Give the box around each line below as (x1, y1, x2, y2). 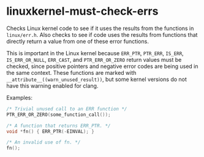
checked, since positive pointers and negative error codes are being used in (6, 63, 198, 70)
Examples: (6, 94, 32, 101)
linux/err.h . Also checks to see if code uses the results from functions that (6, 31, 198, 38)
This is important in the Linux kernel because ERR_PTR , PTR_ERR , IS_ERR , (6, 49, 184, 56)
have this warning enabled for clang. (6, 82, 99, 90)
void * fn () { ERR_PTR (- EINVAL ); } (6, 128, 95, 134)
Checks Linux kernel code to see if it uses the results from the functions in (6, 25, 194, 32)
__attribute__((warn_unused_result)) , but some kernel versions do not (6, 75, 187, 83)
